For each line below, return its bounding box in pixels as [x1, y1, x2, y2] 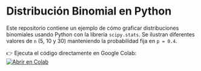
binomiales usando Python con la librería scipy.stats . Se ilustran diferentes [6, 30, 195, 38]
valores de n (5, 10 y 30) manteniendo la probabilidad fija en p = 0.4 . [6, 37, 177, 44]
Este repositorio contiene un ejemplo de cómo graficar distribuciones [6, 24, 179, 32]
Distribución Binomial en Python [6, 4, 172, 18]
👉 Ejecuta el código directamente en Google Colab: [6, 49, 137, 56]
